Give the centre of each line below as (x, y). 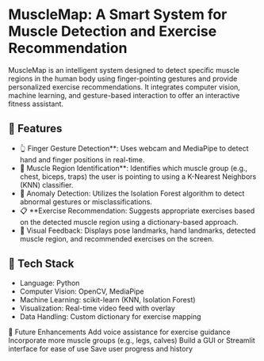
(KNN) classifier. (46, 184)
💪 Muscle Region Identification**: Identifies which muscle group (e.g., (134, 168)
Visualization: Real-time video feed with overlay (98, 308)
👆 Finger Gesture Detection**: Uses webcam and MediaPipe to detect (134, 148)
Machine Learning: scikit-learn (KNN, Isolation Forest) (107, 299)
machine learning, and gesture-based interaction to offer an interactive (124, 95)
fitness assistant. (36, 104)
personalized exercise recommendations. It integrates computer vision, (124, 87)
